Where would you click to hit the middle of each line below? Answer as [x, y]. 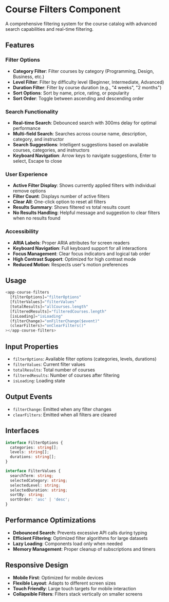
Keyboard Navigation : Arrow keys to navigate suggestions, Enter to [85, 156]
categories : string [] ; [34, 448]
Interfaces [22, 431]
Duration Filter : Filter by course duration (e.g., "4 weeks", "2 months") [87, 87]
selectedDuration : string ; [39, 490]
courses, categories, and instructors [51, 150]
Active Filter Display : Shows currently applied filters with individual [84, 185]
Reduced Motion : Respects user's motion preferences [70, 264]
